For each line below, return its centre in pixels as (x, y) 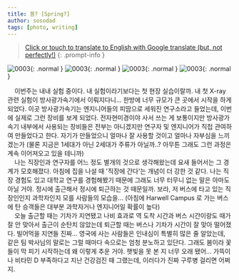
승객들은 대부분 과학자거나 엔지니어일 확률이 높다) (91, 207)
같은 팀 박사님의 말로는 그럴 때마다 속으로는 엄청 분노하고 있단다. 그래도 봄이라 (116, 242)
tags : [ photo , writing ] (43, 27)
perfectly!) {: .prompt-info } (65, 55)
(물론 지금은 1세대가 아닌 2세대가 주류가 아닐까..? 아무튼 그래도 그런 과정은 (129, 145)
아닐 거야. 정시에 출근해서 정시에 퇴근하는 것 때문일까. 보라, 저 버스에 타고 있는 (116, 189)
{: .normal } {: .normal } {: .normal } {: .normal (131, 69)
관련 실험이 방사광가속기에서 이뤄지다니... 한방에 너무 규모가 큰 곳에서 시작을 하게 (119, 100)
